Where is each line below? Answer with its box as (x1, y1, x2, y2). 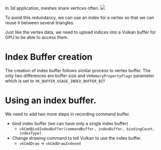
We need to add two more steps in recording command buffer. (5, 111, 130, 117)
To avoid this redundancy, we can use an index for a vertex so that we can (5, 15, 155, 20)
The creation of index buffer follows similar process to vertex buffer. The (5, 67, 151, 73)
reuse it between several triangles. (5, 20, 75, 25)
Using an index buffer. (5, 95, 97, 106)
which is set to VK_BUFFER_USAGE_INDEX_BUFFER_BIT (5, 78, 105, 84)
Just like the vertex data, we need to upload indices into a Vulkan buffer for (5, 29, 156, 35)
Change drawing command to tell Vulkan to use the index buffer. (12, 135, 142, 141)
